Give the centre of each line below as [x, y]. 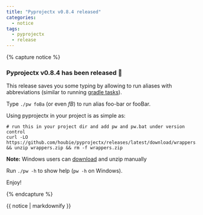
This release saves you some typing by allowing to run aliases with [89, 86]
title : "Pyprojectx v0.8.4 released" [54, 12]
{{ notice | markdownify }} [39, 206]
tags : [13, 29]
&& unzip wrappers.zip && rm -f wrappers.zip [64, 148]
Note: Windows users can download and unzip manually [76, 159]
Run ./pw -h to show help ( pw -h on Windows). [64, 171]
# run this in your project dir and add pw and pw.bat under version [96, 127]
